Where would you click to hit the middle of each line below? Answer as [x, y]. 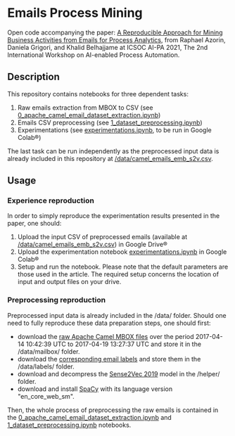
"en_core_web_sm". [46, 396]
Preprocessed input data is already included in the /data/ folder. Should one [117, 315]
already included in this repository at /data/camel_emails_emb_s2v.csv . [110, 158]
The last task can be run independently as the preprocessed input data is [113, 151]
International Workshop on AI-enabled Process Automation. [94, 55]
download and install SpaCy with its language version [95, 389]
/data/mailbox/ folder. [49, 351]
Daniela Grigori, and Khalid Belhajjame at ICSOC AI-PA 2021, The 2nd [108, 47]
